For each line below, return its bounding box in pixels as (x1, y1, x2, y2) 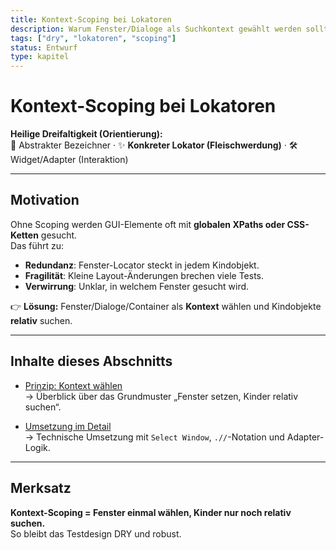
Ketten (10, 229, 39, 241)
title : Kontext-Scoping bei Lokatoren (10, 14, 172, 25)
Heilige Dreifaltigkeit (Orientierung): (10, 128, 163, 140)
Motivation (10, 192, 80, 209)
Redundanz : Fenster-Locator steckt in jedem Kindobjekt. (24, 259, 260, 271)
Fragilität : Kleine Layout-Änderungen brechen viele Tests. (24, 269, 265, 281)
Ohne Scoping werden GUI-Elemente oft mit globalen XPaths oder (10, 218, 286, 230)
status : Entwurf (10, 42, 78, 53)
